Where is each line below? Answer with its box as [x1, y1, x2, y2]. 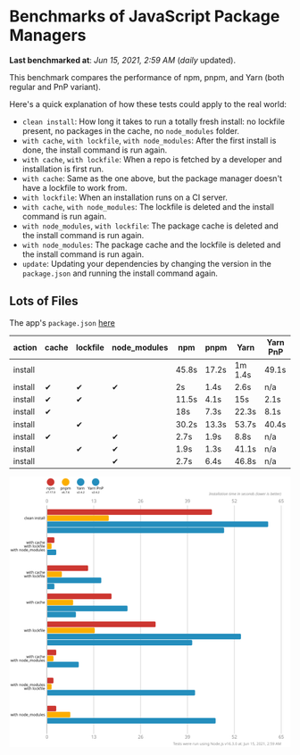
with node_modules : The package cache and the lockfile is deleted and [21, 239, 281, 250]
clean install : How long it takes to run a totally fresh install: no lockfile [21, 116, 286, 127]
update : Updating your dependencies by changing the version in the [21, 258, 272, 269]
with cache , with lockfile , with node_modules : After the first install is [21, 135, 277, 145]
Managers [9, 25, 87, 46]
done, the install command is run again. [21, 145, 168, 155]
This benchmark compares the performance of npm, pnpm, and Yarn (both [9, 71, 285, 82]
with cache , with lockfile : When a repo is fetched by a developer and [21, 153, 283, 164]
